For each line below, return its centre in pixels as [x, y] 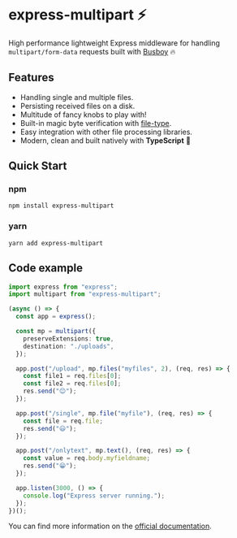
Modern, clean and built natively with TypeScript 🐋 [105, 140]
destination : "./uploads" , [69, 346]
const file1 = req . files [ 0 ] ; [72, 376]
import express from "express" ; [63, 287]
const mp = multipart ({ [56, 332]
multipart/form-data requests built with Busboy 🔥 [92, 51]
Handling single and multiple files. [77, 97]
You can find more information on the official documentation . [110, 526]
